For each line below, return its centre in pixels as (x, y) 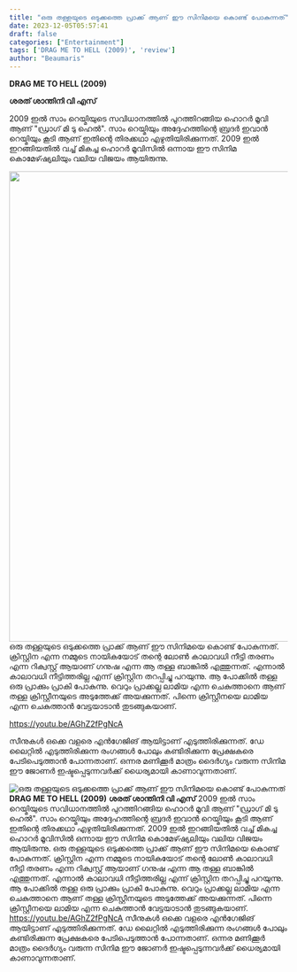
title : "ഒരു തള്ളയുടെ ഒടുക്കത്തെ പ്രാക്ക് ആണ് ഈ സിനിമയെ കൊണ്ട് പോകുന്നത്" (149, 17)
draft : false (33, 34)
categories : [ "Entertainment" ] (67, 42)
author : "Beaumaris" (47, 58)
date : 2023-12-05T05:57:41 (59, 26)
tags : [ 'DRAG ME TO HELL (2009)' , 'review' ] (92, 50)
